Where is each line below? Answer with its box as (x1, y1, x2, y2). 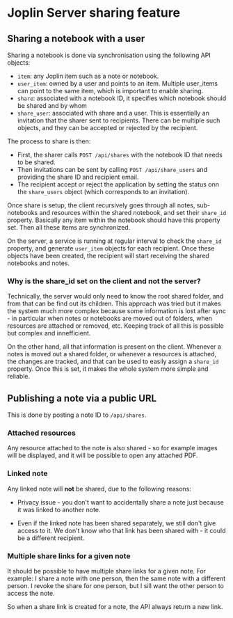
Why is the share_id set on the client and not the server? (7, 276, 202, 286)
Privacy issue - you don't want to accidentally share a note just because (17, 498, 224, 506)
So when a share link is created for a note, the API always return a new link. (7, 603, 223, 610)
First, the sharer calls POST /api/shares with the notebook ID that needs (17, 151, 223, 159)
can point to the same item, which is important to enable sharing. (17, 87, 204, 95)
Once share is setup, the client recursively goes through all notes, (7, 201, 195, 209)
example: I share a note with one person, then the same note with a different (7, 574, 226, 583)
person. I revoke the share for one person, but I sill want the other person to (7, 582, 224, 589)
